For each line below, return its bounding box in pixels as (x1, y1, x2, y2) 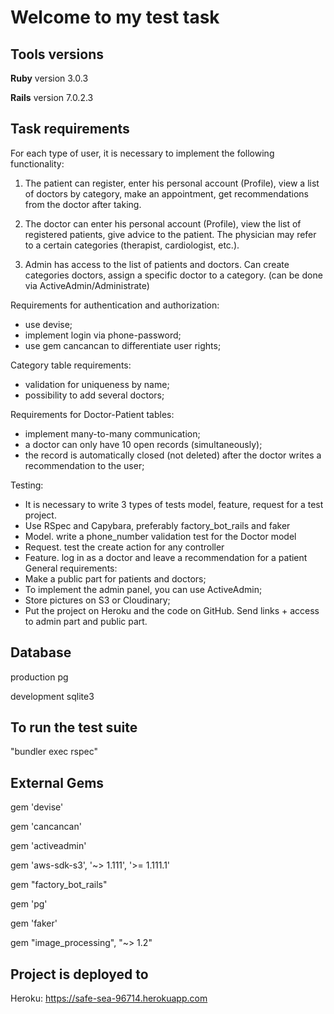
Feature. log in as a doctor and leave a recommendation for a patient (24, 551, 308, 563)
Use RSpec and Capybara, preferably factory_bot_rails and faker (24, 519, 291, 531)
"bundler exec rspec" (10, 746, 98, 758)
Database (10, 644, 72, 661)
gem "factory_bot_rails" (10, 879, 108, 891)
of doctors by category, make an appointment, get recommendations (24, 187, 309, 200)
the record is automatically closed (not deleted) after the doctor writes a (24, 449, 322, 461)
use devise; (24, 318, 73, 330)
